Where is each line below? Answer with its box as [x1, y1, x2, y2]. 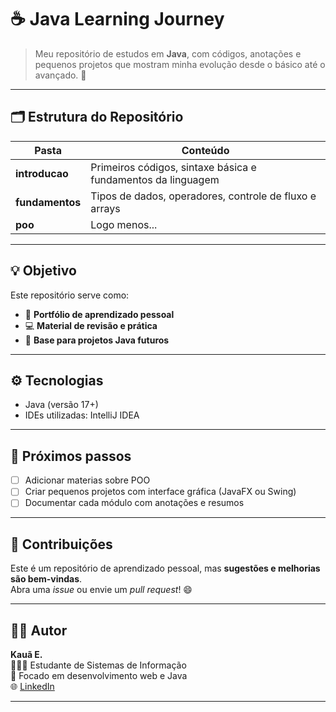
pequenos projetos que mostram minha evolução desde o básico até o [34, 58, 326, 70]
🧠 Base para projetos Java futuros [24, 334, 170, 346]
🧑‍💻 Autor [10, 622, 68, 639]
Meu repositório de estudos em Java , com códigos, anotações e [34, 47, 302, 60]
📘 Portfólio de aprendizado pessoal [24, 308, 175, 320]
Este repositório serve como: [10, 289, 130, 301]
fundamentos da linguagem [90, 172, 220, 186]
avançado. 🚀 [34, 69, 87, 81]
